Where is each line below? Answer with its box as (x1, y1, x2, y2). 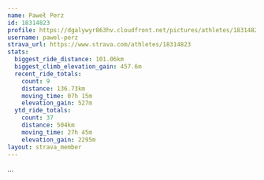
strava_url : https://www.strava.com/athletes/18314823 (7, 41, 191, 49)
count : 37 (21, 114, 54, 122)
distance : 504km (21, 121, 76, 129)
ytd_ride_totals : (14, 107, 72, 115)
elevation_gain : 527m (21, 99, 92, 107)
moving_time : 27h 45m (21, 128, 92, 136)
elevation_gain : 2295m (21, 135, 96, 144)
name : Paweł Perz (7, 11, 65, 20)
